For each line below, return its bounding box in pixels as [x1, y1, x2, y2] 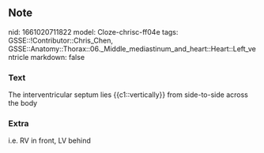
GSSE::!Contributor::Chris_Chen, [8, 35, 113, 45]
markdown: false [30, 52, 85, 62]
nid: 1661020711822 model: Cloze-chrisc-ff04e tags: [8, 27, 179, 36]
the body [8, 99, 38, 108]
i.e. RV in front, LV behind [8, 136, 91, 145]
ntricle [8, 52, 29, 62]
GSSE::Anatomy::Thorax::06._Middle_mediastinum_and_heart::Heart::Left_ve [8, 43, 257, 54]
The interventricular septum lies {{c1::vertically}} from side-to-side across [8, 90, 249, 99]
